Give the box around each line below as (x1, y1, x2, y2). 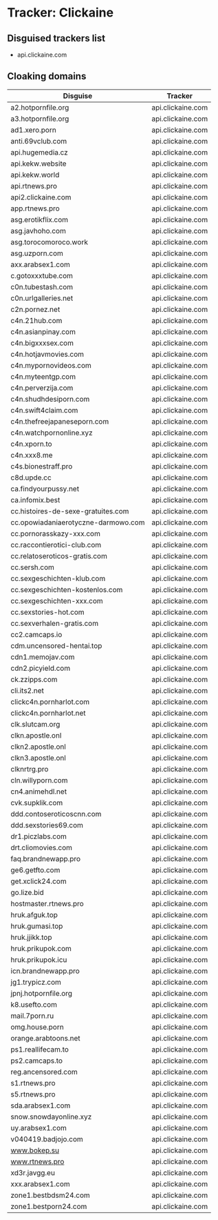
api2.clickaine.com (10, 192, 72, 201)
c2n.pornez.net (10, 304, 61, 314)
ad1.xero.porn (10, 125, 56, 135)
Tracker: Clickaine (7, 5, 114, 21)
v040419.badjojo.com (10, 1134, 84, 1143)
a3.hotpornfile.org (10, 114, 69, 124)
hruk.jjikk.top (10, 932, 52, 942)
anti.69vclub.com (10, 136, 67, 146)
